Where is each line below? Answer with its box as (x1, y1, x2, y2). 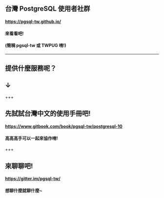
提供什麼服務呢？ (5, 64, 57, 72)
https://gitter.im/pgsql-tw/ (5, 176, 61, 182)
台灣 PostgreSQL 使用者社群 (5, 4, 90, 13)
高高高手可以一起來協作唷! (5, 135, 58, 141)
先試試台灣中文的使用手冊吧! (5, 110, 91, 118)
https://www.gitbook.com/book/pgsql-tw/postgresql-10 (5, 123, 123, 129)
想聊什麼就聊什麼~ (5, 187, 42, 193)
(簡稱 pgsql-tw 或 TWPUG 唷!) (5, 43, 67, 48)
